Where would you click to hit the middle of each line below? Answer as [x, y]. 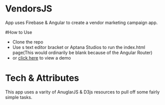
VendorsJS [29, 9]
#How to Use [19, 32]
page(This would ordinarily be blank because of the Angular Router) [82, 52]
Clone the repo [28, 42]
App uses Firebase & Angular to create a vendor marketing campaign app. [81, 22]
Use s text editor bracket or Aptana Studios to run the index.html [79, 47]
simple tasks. [19, 97]
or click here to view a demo [41, 57]
